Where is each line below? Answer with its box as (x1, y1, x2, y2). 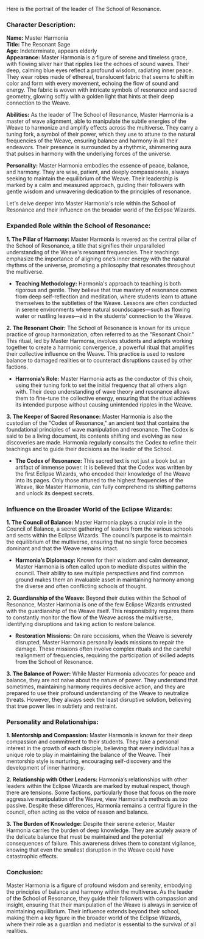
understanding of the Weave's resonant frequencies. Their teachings (6, 248, 180, 256)
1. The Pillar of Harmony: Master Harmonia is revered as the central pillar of (6, 235, 197, 243)
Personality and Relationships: (6, 718, 99, 726)
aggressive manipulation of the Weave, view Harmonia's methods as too (6, 795, 188, 803)
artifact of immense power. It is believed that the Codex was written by (15, 463, 193, 471)
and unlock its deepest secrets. (15, 489, 94, 497)
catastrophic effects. (6, 853, 58, 860)
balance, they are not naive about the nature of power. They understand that (6, 676, 198, 683)
